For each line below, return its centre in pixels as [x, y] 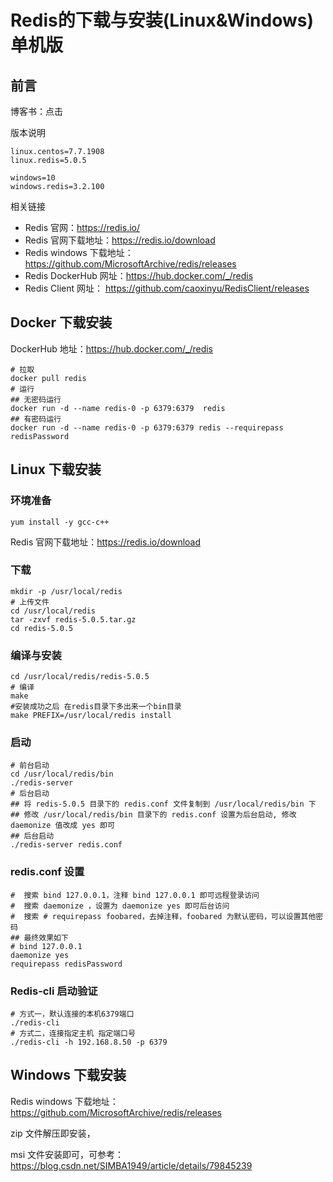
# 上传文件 [30, 602]
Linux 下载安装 [56, 469]
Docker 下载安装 [61, 322]
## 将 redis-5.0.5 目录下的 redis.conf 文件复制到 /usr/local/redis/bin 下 [163, 804]
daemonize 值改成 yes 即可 [62, 826]
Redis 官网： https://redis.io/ [82, 227]
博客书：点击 [36, 111]
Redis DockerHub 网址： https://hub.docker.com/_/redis [139, 275]
